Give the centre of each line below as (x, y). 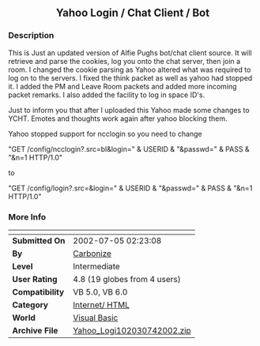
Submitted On (39, 240)
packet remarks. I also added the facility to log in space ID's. (107, 95)
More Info (27, 216)
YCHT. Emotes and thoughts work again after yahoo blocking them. (118, 118)
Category (30, 305)
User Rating (35, 279)
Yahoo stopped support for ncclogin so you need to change (106, 134)
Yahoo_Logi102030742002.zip (132, 330)
